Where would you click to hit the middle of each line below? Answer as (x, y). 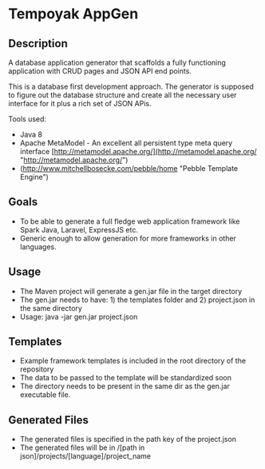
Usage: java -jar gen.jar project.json (79, 316)
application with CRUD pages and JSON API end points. (100, 71)
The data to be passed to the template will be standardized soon (126, 378)
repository (37, 369)
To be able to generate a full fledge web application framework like (130, 221)
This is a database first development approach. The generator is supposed (131, 86)
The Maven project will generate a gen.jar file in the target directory (131, 291)
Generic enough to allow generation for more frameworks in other (128, 238)
